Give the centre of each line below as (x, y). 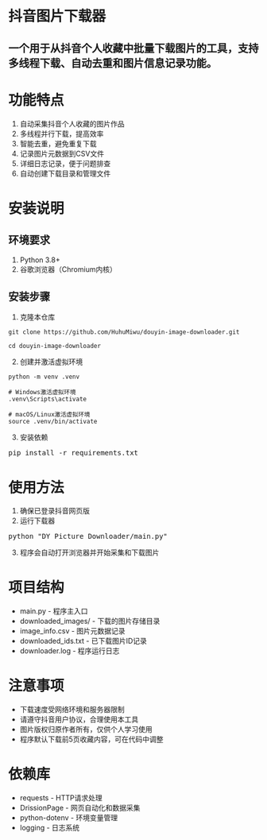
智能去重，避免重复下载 (58, 143)
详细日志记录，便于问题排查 (65, 163)
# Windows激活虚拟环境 (42, 393)
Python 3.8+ (40, 260)
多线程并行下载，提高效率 (62, 134)
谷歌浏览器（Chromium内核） (68, 269)
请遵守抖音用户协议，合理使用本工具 (79, 719)
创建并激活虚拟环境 (51, 362)
